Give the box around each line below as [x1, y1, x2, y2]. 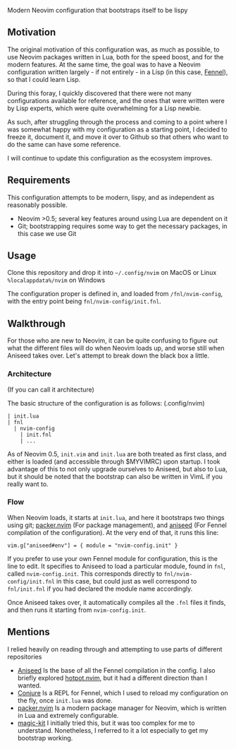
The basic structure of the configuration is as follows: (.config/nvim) [7, 399, 206, 407]
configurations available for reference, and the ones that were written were [7, 96, 225, 105]
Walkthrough [7, 317, 66, 329]
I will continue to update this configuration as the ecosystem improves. [7, 153, 213, 162]
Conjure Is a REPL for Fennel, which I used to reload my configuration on [17, 688, 228, 697]
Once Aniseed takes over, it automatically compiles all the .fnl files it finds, [7, 598, 226, 606]
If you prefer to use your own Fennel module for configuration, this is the [7, 554, 218, 562]
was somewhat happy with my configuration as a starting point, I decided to [7, 125, 228, 134]
